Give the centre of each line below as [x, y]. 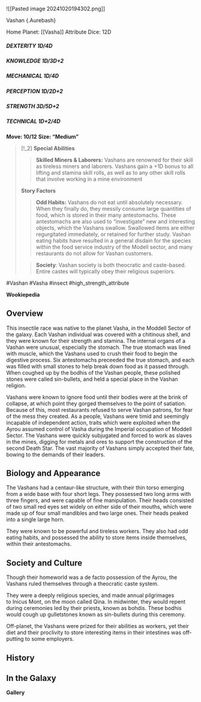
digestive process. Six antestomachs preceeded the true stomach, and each [100, 360]
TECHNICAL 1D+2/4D [34, 121]
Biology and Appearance [53, 474]
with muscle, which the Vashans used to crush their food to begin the [92, 353]
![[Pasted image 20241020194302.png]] [56, 9]
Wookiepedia [23, 294]
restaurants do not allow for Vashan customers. [94, 253]
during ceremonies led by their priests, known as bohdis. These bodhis [94, 608]
